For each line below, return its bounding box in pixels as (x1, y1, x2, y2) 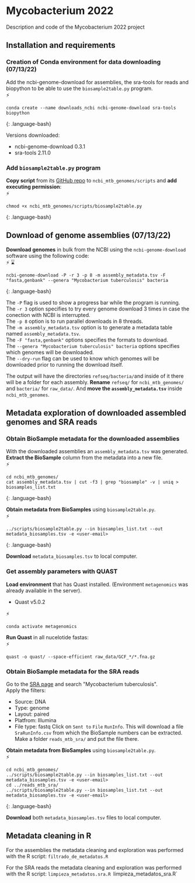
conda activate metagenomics (6, 623, 77, 629)
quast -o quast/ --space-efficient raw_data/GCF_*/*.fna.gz (6, 654, 156, 660)
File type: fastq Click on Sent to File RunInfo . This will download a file (14, 723, 184, 730)
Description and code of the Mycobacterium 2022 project (6, 23, 145, 30)
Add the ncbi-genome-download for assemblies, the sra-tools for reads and (6, 78, 189, 85)
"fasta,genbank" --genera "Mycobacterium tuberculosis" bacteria (6, 277, 168, 283)
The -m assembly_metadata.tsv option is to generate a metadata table (6, 323, 173, 331)
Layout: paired (14, 710, 50, 718)
